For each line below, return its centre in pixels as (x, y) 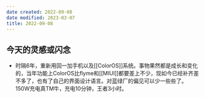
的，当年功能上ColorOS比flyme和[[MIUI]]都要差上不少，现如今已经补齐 (104, 73)
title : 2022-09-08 (30, 23)
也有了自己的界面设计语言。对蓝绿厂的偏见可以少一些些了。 (112, 81)
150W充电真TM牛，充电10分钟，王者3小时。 (71, 89)
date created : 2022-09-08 (39, 12)
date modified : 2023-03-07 (41, 18)
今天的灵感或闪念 (39, 50)
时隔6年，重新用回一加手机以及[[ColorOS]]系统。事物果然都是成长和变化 (106, 66)
